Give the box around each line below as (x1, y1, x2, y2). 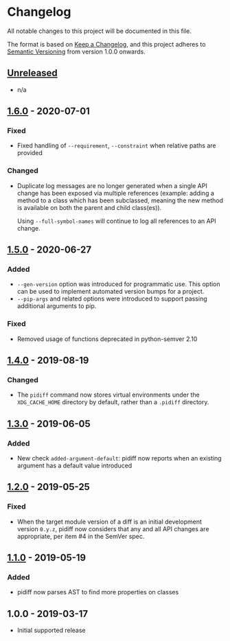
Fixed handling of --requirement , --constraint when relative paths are (16, 141, 216, 150)
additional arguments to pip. (16, 302, 97, 310)
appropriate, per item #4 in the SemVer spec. (16, 532, 145, 540)
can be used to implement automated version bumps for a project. (16, 288, 205, 296)
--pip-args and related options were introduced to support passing (16, 294, 207, 303)
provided (16, 149, 43, 157)
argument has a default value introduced (16, 461, 133, 470)
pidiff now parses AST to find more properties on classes (16, 588, 179, 596)
